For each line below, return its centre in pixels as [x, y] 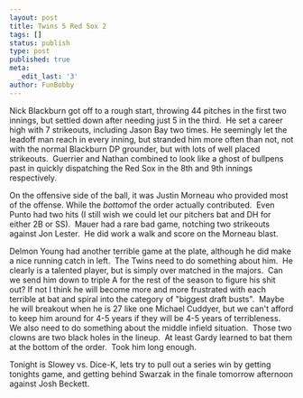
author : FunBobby [42, 85]
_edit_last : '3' [48, 77]
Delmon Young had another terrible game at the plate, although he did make [150, 251]
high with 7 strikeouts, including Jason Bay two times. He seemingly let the [148, 130]
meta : [19, 69]
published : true [40, 60]
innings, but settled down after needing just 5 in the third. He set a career [146, 120]
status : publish [40, 43]
